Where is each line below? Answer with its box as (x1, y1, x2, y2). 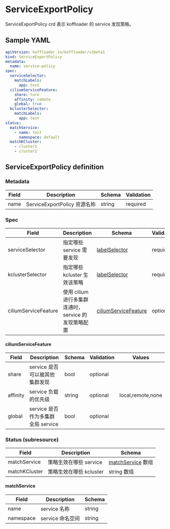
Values (132, 354, 149, 361)
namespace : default (18, 135, 60, 140)
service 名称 (40, 505, 70, 512)
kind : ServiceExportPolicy (5, 54, 62, 59)
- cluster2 (14, 149, 37, 154)
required (125, 200, 146, 207)
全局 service (29, 421, 59, 428)
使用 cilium (63, 288, 89, 295)
